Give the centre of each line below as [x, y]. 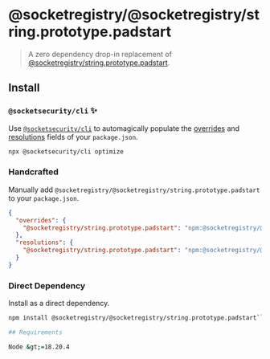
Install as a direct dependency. [59, 304]
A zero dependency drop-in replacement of [100, 54]
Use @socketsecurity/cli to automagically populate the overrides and [124, 128]
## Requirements [35, 332]
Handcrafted [33, 172]
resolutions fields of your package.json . [73, 137]
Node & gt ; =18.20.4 [39, 347]
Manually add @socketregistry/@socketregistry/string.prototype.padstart [134, 190]
